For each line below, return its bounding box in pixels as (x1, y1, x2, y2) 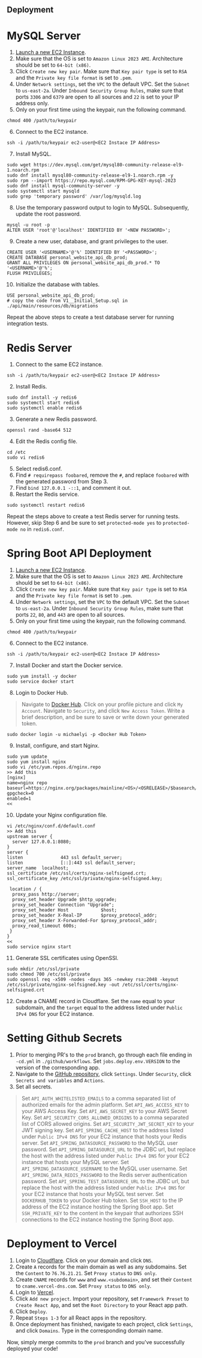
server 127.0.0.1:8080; (12, 839, 71, 845)
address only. (15, 100, 50, 107)
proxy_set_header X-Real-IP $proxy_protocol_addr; (12, 913, 158, 919)
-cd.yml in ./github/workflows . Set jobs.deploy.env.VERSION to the (15, 1058, 180, 1065)
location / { (9, 886, 43, 892)
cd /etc (7, 450, 26, 456)
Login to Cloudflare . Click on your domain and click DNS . (15, 1257, 153, 1264)
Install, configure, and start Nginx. (15, 742, 100, 749)
